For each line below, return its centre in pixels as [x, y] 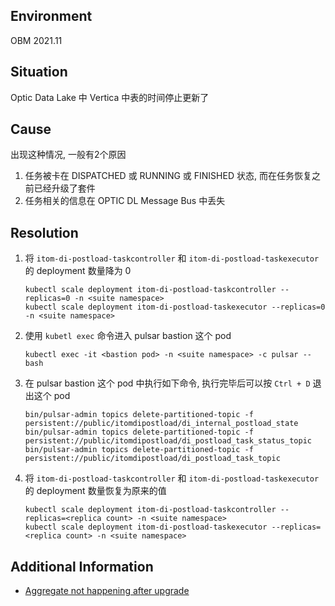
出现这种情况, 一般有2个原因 [68, 155]
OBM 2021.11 [36, 40]
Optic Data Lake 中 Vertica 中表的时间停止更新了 [110, 97]
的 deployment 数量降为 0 [78, 271]
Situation [39, 72]
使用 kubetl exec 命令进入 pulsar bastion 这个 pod [128, 336]
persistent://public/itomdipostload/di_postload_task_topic [152, 459]
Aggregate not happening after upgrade [107, 591]
